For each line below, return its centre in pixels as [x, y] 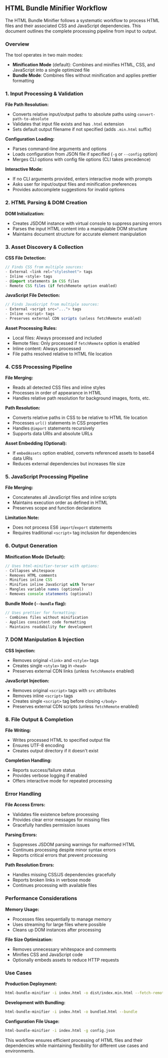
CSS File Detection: [26, 258]
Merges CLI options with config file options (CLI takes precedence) [81, 160]
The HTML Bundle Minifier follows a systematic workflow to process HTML [82, 20]
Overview [17, 44]
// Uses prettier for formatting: [41, 613]
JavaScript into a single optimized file [51, 70]
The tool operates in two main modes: [44, 55]
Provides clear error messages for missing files [61, 820]
